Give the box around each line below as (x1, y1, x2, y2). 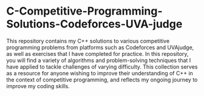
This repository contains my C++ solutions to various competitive (6, 37, 170, 44)
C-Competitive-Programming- (6, 4, 163, 18)
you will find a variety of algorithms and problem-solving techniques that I (6, 57, 191, 64)
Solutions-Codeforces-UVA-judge (6, 17, 183, 31)
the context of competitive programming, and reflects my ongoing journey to (6, 76, 198, 83)
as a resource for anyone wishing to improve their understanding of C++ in (6, 69, 193, 77)
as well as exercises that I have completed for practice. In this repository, (6, 50, 189, 57)
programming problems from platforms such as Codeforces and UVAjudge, (6, 44, 194, 51)
